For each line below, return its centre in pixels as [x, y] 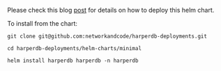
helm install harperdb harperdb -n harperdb [73, 61]
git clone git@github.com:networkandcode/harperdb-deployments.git [107, 36]
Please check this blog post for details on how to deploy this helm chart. [111, 10]
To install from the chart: [43, 23]
